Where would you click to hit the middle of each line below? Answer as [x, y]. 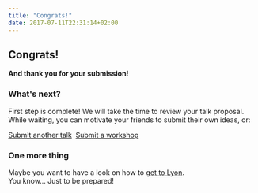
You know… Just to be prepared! [61, 180]
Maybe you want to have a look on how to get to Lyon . [96, 172]
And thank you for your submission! [68, 74]
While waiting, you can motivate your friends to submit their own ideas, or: [129, 120]
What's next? [34, 94]
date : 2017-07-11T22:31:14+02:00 [63, 23]
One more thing [39, 155]
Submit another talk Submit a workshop [74, 135]
